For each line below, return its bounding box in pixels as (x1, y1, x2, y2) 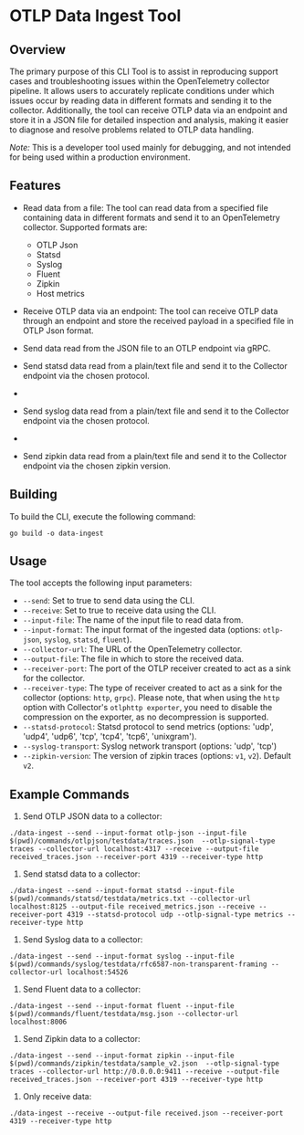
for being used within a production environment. (9, 152, 191, 163)
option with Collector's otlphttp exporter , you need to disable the (22, 702, 273, 713)
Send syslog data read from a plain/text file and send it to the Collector (22, 405, 289, 416)
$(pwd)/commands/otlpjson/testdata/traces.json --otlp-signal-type (9, 836, 276, 846)
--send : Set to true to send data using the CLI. (22, 595, 195, 606)
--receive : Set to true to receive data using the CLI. (22, 604, 216, 616)
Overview (9, 42, 67, 58)
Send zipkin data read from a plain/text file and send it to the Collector (22, 450, 288, 461)
